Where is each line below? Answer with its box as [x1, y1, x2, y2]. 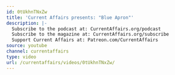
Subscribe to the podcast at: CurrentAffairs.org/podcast [12, 25, 162, 32]
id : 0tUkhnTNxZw [6, 8, 47, 15]
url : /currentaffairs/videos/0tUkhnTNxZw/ [6, 59, 115, 65]
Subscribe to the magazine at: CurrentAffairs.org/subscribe [12, 31, 170, 37]
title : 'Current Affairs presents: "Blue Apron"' [6, 15, 134, 21]
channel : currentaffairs [6, 48, 69, 54]
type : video [6, 54, 36, 60]
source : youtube [6, 43, 47, 49]
